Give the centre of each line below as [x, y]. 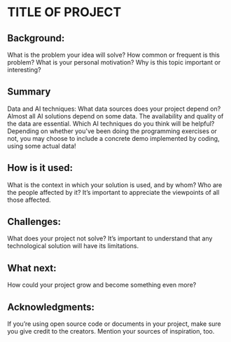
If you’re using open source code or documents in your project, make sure [114, 324]
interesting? [24, 70]
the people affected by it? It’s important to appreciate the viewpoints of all [113, 192]
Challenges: [34, 222]
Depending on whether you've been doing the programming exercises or [112, 131]
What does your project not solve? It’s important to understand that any [110, 238]
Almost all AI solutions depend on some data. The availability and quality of [115, 116]
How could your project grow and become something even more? [102, 285]
